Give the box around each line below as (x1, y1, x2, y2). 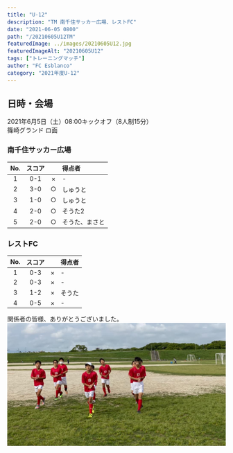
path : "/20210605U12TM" (7, 33, 76, 40)
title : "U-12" (7, 11, 49, 18)
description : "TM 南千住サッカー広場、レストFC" (7, 18, 137, 26)
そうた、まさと (62, 218, 105, 226)
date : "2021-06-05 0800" (7, 26, 79, 33)
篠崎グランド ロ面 (7, 126, 58, 134)
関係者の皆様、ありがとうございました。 (7, 315, 123, 323)
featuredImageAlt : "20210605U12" (7, 48, 104, 55)
